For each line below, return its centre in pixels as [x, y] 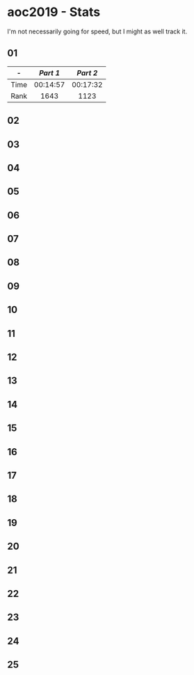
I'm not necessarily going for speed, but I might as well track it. [97, 31]
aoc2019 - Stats [54, 12]
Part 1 [50, 72]
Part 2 [87, 72]
